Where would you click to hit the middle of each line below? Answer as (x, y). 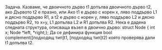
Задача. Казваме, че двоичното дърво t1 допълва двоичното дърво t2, (79, 7)
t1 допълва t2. (19, 43)
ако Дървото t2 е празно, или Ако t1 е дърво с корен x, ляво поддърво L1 (81, 12)
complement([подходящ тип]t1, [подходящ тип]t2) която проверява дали (80, 37)
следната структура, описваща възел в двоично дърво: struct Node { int (80, 27)
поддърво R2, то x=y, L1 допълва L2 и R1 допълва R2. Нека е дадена (75, 22)
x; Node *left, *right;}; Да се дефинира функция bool (59, 32)
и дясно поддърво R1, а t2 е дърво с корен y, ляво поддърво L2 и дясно (80, 17)
